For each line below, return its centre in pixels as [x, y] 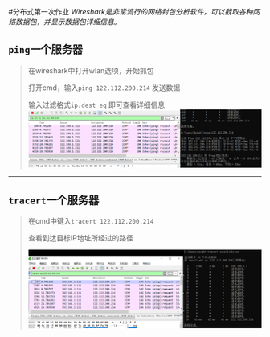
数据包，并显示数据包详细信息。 [68, 22]
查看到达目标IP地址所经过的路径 [81, 238]
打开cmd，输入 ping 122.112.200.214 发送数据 [104, 88]
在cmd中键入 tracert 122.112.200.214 [91, 221]
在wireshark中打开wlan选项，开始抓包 [91, 70]
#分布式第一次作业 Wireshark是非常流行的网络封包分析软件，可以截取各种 [131, 12]
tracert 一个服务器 [54, 200]
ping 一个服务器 [45, 49]
